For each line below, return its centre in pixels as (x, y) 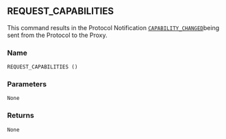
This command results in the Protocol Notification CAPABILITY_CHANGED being (113, 27)
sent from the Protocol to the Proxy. (57, 35)
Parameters (27, 84)
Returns (21, 116)
